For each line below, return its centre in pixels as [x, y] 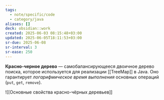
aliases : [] [18, 24]
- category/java [27, 19]
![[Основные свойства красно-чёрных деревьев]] [59, 92]
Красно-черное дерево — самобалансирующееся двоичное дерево [80, 66]
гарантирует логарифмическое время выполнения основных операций [82, 77]
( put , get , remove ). [24, 82]
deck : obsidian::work [28, 29]
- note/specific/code [32, 15]
